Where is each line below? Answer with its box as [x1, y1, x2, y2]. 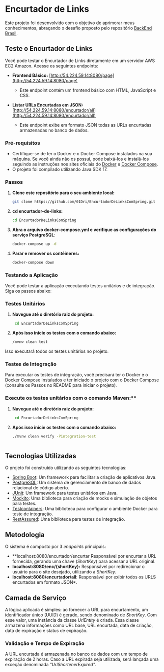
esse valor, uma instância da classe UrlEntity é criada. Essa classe [5, 617, 139, 623]
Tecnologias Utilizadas [5, 452, 77, 460]
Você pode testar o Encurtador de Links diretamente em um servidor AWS [5, 58, 155, 64]
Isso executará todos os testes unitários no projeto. [5, 348, 109, 354]
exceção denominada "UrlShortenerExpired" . [5, 662, 97, 668]
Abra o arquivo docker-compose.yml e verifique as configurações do [12, 227, 157, 233]
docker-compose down [12, 260, 55, 265]
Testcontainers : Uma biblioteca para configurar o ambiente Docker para [12, 506, 158, 512]
